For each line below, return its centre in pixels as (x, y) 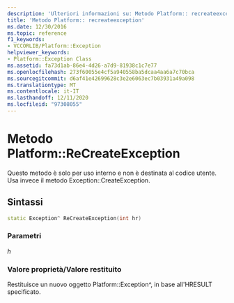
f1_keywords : (26, 40)
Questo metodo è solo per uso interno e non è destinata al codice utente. (112, 173)
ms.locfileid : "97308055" (45, 104)
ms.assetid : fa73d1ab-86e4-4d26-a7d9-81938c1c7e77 (82, 65)
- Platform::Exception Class (49, 59)
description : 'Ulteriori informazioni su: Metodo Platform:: (98, 14)
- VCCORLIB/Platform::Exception (54, 46)
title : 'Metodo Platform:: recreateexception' (76, 20)
